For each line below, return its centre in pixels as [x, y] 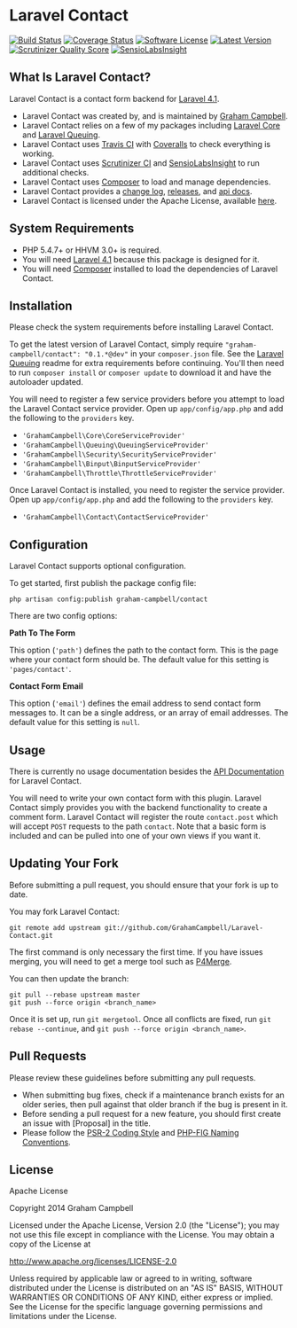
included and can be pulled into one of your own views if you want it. [135, 836]
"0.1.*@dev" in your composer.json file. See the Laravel [184, 354]
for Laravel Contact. [46, 781]
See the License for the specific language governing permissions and [136, 1307]
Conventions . [46, 1142]
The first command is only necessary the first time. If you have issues [136, 952]
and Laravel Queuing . [61, 135]
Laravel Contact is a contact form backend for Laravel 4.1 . [114, 98]
